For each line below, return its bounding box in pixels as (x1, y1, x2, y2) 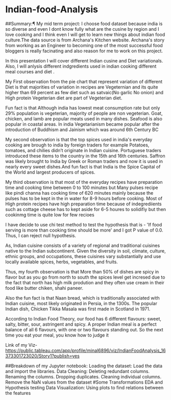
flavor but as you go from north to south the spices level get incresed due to (5, 274, 165, 280)
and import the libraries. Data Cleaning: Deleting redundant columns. (5, 368, 150, 374)
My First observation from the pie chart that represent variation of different (5, 78, 163, 85)
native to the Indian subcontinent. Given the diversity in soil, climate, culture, (5, 247, 166, 254)
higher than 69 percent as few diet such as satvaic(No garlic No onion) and (5, 89, 163, 95)
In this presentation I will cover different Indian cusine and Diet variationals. (5, 57, 163, 64)
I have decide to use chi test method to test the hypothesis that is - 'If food (5, 221, 162, 227)
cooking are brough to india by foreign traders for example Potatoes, (5, 142, 150, 148)
